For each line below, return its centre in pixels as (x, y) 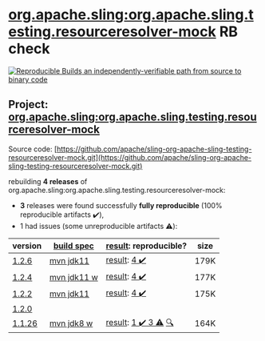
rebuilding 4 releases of (48, 181)
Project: (28, 104)
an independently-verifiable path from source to (162, 70)
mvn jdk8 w (71, 323)
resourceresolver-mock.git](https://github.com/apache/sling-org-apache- (130, 157)
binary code (28, 79)
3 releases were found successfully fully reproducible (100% (121, 205)
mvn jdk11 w (73, 278)
